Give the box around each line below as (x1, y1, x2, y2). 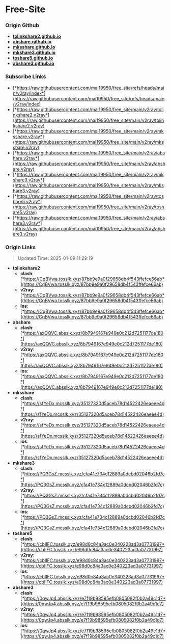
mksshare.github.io (12, 44, 55, 50)
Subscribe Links (5, 73, 46, 80)
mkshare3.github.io (12, 49, 56, 56)
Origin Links (5, 244, 36, 251)
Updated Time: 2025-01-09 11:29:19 (17, 255, 93, 261)
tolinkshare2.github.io (12, 33, 61, 39)
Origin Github (5, 22, 40, 29)
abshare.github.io (12, 39, 52, 45)
